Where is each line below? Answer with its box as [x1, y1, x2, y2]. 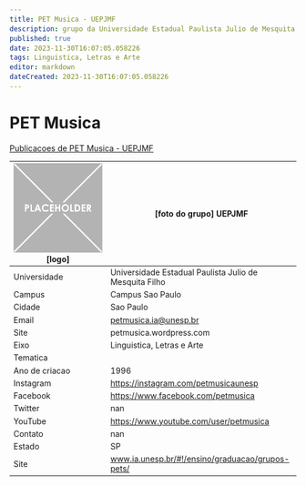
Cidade [13, 301, 41, 313]
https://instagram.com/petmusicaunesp [110, 378, 259, 389]
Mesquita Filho [110, 276, 166, 287]
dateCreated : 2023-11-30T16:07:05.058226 [9, 73, 169, 82]
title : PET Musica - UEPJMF [9, 15, 117, 24]
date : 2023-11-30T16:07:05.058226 [9, 44, 141, 53]
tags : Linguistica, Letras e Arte [9, 53, 141, 63]
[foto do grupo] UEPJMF [154, 208, 249, 218]
